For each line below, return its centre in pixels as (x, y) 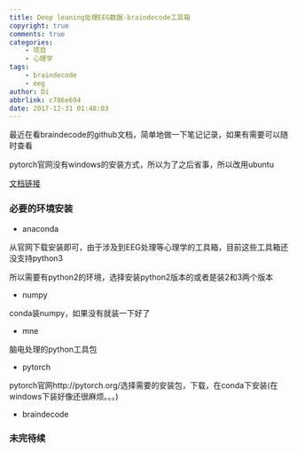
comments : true (37, 34)
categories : (31, 42)
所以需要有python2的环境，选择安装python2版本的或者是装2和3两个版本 (141, 277)
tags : (19, 67)
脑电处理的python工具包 (53, 349)
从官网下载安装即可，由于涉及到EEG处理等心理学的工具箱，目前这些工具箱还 (149, 247)
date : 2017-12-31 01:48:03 (59, 108)
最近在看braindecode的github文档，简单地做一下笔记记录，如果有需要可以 (145, 135)
